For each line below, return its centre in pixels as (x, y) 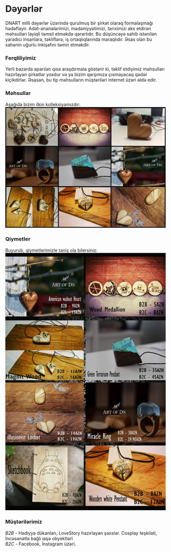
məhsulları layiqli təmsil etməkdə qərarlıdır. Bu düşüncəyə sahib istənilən (81, 34)
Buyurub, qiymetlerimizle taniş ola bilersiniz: (51, 250)
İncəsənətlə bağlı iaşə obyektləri (39, 538)
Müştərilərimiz (24, 522)
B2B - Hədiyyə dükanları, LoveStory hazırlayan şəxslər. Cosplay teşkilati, (81, 533)
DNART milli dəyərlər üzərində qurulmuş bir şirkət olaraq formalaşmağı (79, 23)
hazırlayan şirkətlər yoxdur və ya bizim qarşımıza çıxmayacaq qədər (76, 75)
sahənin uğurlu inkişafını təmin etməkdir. (48, 44)
